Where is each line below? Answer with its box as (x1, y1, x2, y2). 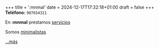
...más (5, 38, 18, 44)
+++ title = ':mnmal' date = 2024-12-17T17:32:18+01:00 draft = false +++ (5, 4, 155, 10)
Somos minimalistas (5, 29, 46, 34)
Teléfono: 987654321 (5, 9, 47, 15)
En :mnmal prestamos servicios (5, 19, 71, 25)
